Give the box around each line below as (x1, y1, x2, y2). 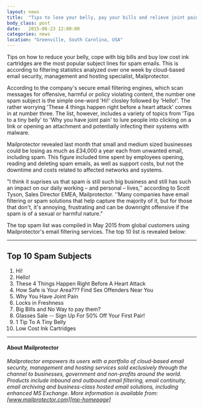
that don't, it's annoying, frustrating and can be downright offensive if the (7, 204, 189, 211)
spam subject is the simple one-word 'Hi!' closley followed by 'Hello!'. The (7, 97, 190, 104)
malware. (7, 129, 30, 136)
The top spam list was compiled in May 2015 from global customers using (7, 222, 190, 229)
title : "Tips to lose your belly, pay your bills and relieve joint (7, 14, 186, 20)
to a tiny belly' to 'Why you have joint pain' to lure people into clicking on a (7, 116, 192, 123)
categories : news (7, 31, 51, 37)
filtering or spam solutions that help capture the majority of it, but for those (7, 197, 193, 204)
